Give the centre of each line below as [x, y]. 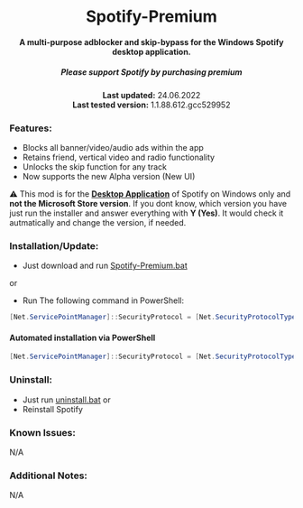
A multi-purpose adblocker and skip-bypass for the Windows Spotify [151, 42]
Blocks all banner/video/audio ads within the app [113, 148]
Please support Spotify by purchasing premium [151, 72]
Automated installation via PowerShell [83, 337]
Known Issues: [43, 432]
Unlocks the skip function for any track [95, 167]
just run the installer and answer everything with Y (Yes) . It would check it [147, 213]
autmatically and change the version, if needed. [98, 223]
